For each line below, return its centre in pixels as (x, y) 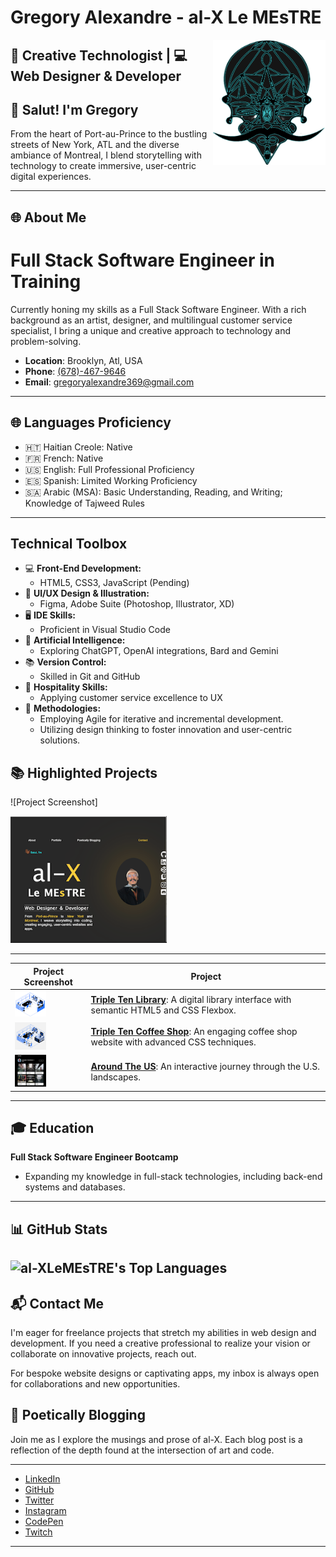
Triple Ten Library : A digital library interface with (191, 1000)
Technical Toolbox (69, 543)
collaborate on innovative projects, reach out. (103, 1354)
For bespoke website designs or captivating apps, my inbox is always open (165, 1373)
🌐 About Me (48, 217)
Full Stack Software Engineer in (142, 260)
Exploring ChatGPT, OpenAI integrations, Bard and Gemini (159, 651)
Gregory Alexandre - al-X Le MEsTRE (166, 17)
